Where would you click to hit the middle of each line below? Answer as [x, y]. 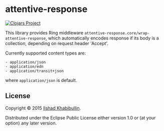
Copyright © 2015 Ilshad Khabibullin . [43, 108]
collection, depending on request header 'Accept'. [57, 43]
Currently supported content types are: [46, 53]
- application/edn [24, 66]
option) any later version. [31, 123]
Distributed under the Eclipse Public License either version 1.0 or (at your [80, 117]
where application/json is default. [41, 80]
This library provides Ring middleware [44, 32]
